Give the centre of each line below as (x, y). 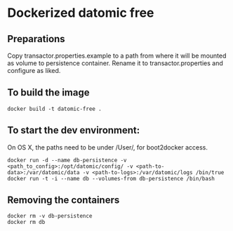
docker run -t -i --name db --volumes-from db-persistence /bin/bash (111, 178)
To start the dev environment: (74, 130)
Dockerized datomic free (81, 13)
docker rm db (26, 223)
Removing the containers (64, 200)
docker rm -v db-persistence (50, 216)
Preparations (36, 39)
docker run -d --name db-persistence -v (67, 160)
